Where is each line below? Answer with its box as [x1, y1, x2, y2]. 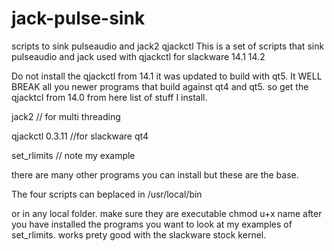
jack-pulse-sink [11, 7, 146, 30]
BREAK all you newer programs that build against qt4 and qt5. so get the [11, 80, 309, 92]
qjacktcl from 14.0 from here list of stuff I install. [11, 91, 208, 103]
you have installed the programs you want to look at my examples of [11, 218, 293, 230]
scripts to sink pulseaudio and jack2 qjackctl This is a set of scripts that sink [11, 40, 325, 52]
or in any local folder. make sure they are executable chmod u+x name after [11, 207, 323, 219]
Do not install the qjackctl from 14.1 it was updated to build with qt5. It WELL [11, 70, 323, 82]
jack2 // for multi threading [11, 110, 121, 122]
